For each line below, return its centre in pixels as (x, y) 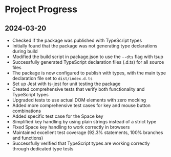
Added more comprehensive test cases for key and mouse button (81, 105)
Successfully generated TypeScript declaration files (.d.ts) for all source (88, 62)
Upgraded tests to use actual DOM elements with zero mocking (79, 100)
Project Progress (41, 9)
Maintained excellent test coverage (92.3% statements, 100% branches (88, 133)
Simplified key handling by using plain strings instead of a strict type (84, 122)
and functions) (28, 138)
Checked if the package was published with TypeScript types (77, 40)
